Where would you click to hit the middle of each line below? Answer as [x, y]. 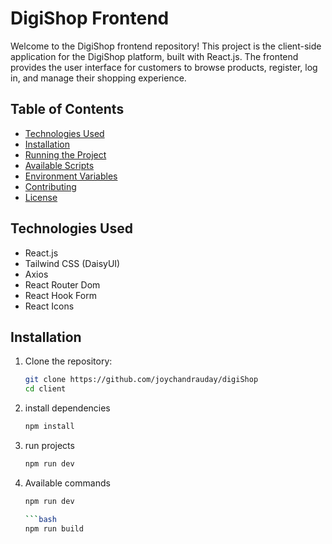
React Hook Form [60, 295]
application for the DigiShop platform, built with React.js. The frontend [154, 56]
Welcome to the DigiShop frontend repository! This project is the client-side [166, 46]
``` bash [40, 519]
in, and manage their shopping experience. [98, 78]
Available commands [67, 483]
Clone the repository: [68, 361]
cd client [45, 389]
